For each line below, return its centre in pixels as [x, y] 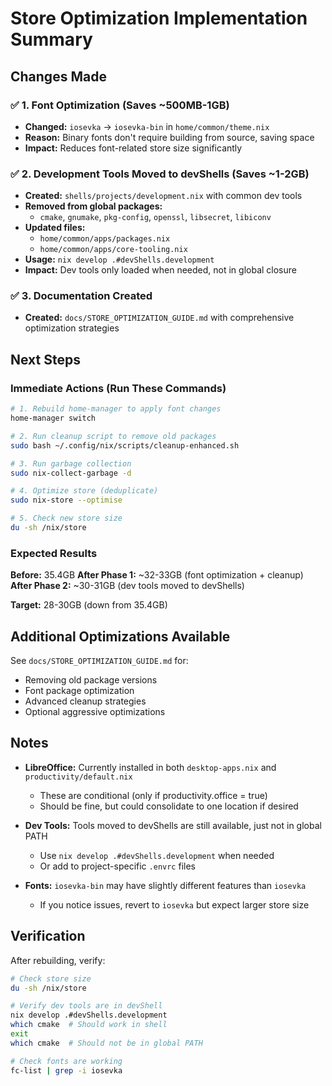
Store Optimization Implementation [159, 18]
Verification [48, 936]
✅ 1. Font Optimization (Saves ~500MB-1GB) [120, 105]
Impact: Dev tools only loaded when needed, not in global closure [160, 270]
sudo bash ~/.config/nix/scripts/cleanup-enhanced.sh [125, 445]
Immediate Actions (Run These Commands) [118, 388]
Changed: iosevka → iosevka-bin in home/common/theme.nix [147, 126]
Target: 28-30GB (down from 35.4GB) [89, 605]
